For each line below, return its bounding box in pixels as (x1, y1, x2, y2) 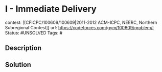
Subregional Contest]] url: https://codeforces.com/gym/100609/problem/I (5, 24, 154, 30)
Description (5, 44, 42, 52)
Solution (5, 60, 31, 69)
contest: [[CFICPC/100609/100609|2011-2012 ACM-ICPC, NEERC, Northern (5, 19, 158, 25)
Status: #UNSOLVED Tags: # (5, 30, 63, 36)
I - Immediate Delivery (5, 3, 97, 15)
